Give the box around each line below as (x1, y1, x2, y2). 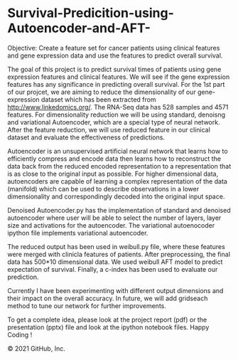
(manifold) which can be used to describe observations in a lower (7, 184, 200, 193)
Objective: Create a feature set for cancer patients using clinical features (7, 43, 220, 52)
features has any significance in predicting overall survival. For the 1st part (7, 80, 225, 88)
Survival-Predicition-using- (7, 5, 174, 21)
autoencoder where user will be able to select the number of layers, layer (7, 213, 222, 222)
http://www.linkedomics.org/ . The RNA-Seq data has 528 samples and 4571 (7, 102, 229, 111)
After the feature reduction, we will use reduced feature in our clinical (7, 125, 211, 134)
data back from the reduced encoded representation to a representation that (7, 162, 232, 170)
